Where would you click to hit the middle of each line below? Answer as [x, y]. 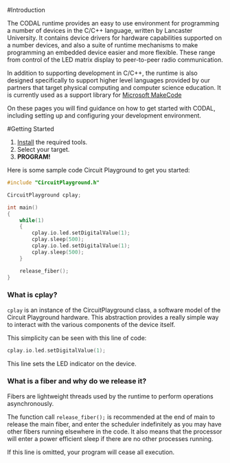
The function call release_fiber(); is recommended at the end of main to [111, 417]
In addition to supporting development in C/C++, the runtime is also [102, 73]
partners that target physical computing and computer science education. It [114, 88]
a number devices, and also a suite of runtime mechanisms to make [103, 45]
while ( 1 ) [32, 220]
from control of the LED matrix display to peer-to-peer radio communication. [115, 60]
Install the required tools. [52, 142]
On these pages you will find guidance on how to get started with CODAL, [112, 108]
